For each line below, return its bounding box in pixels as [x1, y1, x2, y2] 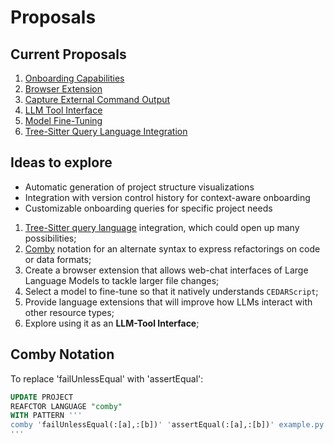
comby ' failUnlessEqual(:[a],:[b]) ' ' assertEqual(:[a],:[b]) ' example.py [10, 420, 325, 430]
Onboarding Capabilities [24, 72, 125, 84]
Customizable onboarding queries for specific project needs [24, 202, 273, 214]
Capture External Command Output [24, 94, 171, 105]
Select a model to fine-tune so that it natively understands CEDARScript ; [24, 285, 319, 297]
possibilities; [24, 232, 77, 244]
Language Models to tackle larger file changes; [24, 274, 220, 286]
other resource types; [24, 306, 115, 318]
